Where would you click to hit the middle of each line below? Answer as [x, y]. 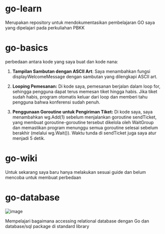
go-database [33, 198]
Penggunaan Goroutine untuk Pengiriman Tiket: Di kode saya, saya [82, 112]
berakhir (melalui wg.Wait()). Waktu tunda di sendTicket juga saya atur [84, 133]
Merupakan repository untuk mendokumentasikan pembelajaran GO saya [80, 22]
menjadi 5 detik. [29, 138]
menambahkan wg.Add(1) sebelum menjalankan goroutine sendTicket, [84, 117]
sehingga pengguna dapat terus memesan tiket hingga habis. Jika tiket [85, 91]
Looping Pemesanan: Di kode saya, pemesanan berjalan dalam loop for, [86, 86]
